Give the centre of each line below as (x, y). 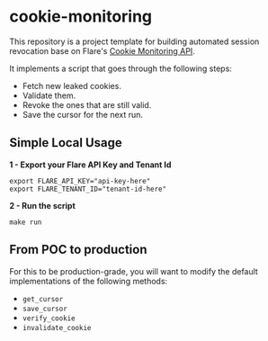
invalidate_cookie (57, 328)
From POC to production (78, 250)
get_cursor (43, 299)
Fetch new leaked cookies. (71, 85)
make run (26, 222)
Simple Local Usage (66, 143)
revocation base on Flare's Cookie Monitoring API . (102, 50)
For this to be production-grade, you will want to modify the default (134, 271)
